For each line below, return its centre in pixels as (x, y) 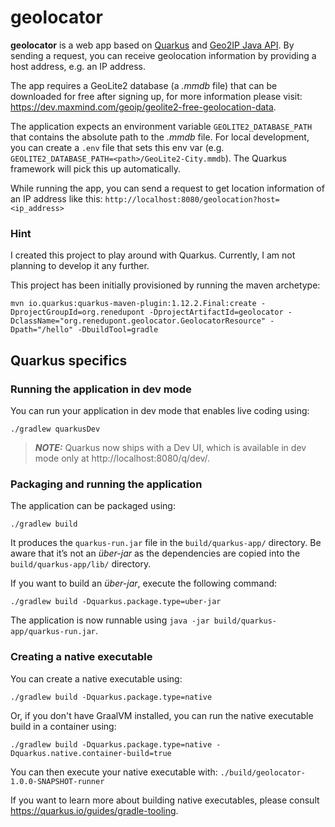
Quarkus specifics (69, 360)
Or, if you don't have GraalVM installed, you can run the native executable (162, 715)
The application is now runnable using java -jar (110, 620)
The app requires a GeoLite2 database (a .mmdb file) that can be (144, 85)
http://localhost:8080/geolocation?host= (192, 199)
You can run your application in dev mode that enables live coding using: (160, 410)
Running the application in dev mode (101, 389)
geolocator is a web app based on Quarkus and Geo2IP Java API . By (152, 45)
